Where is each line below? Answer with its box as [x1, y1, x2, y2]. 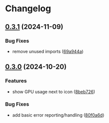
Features [5, 77, 27, 84]
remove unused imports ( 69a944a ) [12, 48, 84, 54]
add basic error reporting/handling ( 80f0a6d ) [12, 112, 105, 118]
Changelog [5, 3, 51, 14]
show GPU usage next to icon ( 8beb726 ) [12, 89, 95, 94]
